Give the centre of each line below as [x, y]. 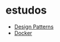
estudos [26, 10]
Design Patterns [34, 27]
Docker [23, 33]
